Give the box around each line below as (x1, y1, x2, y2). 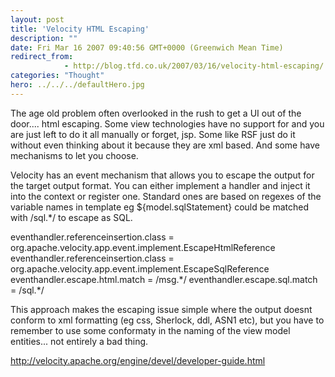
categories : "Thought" (10, 71, 105, 81)
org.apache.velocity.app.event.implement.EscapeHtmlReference (10, 241, 276, 253)
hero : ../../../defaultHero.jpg (10, 80, 145, 90)
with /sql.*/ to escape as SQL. (10, 211, 133, 223)
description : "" (10, 33, 78, 43)
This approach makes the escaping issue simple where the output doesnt (10, 303, 313, 315)
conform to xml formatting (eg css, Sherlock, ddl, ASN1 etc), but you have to (10, 314, 325, 326)
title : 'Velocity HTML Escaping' (10, 24, 150, 34)
